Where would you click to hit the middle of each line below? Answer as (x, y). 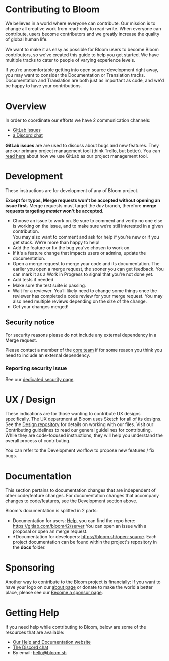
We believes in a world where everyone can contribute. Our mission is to (80, 23)
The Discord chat (31, 647)
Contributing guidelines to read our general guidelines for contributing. (79, 430)
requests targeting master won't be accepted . (54, 211)
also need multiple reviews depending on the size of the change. (80, 301)
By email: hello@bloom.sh (39, 652)
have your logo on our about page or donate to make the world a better (79, 587)
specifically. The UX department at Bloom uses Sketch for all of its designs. (83, 419)
